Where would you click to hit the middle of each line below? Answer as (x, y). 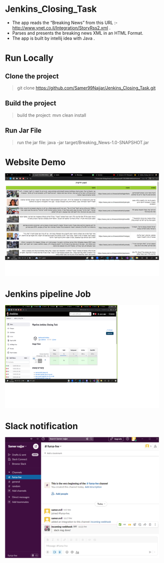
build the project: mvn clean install (51, 115)
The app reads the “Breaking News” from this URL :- (65, 23)
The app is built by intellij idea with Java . (53, 38)
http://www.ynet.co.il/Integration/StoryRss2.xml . (61, 27)
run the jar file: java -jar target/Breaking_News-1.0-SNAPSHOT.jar (83, 142)
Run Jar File (23, 131)
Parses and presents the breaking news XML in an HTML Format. (78, 33)
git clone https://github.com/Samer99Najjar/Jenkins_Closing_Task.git (86, 88)
